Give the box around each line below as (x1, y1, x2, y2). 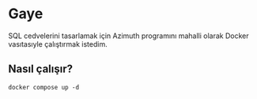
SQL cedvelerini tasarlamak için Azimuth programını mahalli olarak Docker (8, 31, 249, 40)
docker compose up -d (8, 83, 80, 91)
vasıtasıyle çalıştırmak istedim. (8, 39, 108, 48)
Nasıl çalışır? (8, 63, 74, 76)
